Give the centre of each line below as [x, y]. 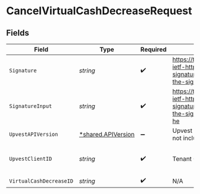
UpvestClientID [31, 159]
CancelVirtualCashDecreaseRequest [99, 11]
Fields [18, 33]
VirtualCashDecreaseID [41, 181]
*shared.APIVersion [107, 134]
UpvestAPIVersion [34, 134]
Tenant [182, 159]
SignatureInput [31, 106]
